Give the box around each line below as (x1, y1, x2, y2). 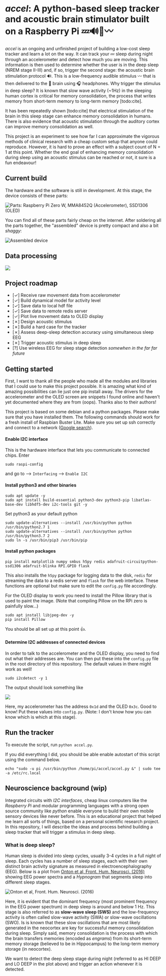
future (12, 350, 25, 356)
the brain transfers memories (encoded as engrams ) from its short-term (5, 935, 152, 941)
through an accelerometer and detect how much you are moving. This (5, 56, 148, 62)
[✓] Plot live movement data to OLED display (12, 313, 104, 319)
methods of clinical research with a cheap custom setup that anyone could (5, 138, 158, 144)
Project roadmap (5, 279, 58, 288)
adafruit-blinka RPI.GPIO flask (23, 563, 90, 569)
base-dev (5, 502, 23, 507)
